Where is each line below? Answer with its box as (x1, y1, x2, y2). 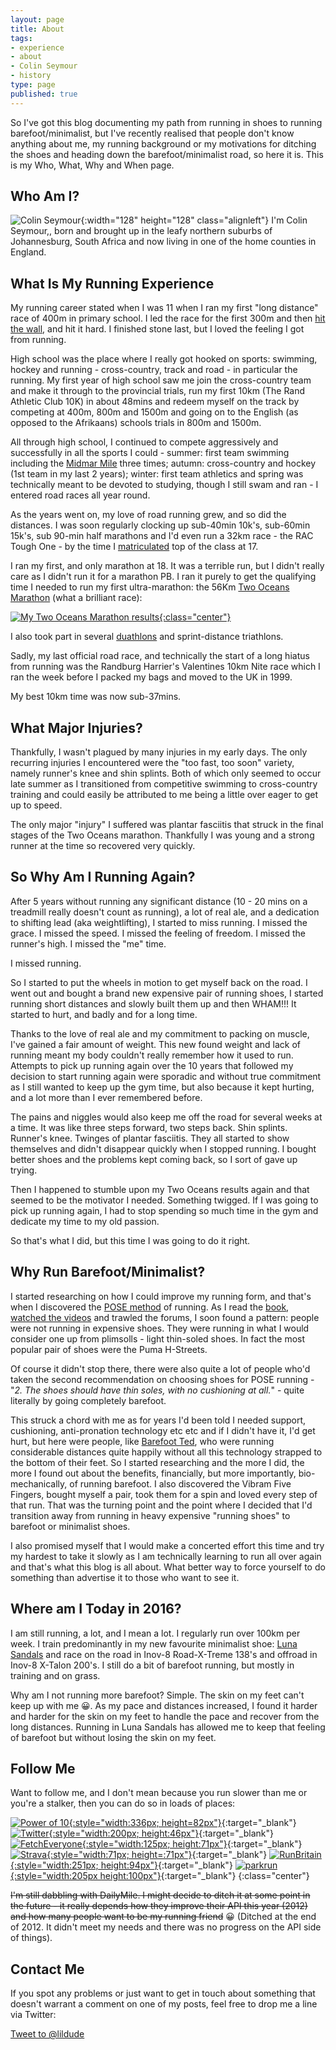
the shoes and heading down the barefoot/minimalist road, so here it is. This (10, 148, 324, 160)
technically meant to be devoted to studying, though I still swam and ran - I (10, 479, 319, 491)
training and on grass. (10, 1669, 101, 1681)
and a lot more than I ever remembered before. (10, 1091, 203, 1103)
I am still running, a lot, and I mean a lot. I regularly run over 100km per (10, 1627, 301, 1639)
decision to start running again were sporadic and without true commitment (10, 1070, 322, 1082)
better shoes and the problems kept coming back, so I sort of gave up (10, 1153, 298, 1165)
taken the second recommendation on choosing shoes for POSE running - (10, 1373, 315, 1385)
